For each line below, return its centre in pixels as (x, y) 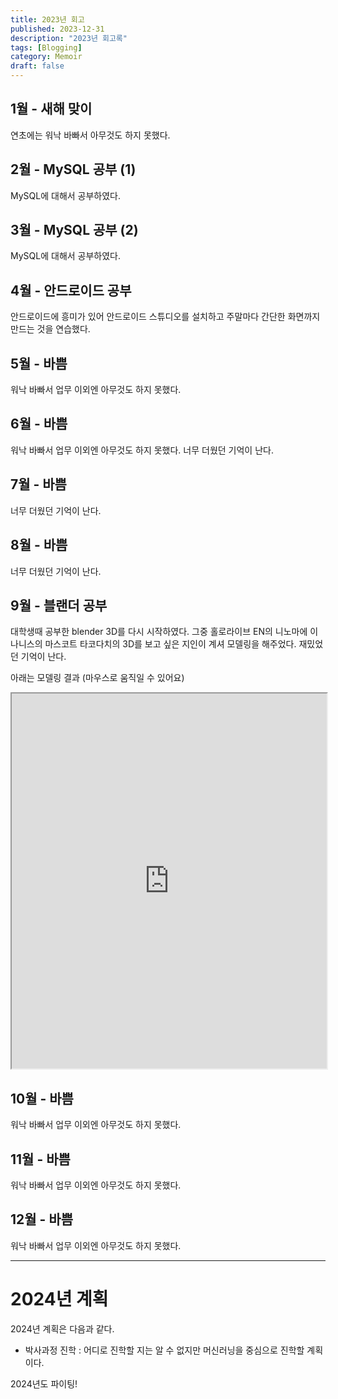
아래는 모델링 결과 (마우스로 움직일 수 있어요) (97, 678)
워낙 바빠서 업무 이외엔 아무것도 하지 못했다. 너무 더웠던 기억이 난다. (142, 450)
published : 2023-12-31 (57, 29)
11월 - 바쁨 (40, 1159)
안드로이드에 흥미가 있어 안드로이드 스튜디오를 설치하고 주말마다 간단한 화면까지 (165, 317)
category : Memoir (46, 57)
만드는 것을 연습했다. (50, 329)
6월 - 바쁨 (39, 424)
